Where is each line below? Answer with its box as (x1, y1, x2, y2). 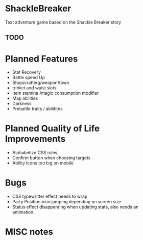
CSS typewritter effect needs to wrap (12, 193, 88, 199)
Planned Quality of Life (5, 123, 100, 134)
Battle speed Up (12, 75, 45, 80)
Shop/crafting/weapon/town (12, 80, 70, 86)
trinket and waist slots (12, 85, 57, 91)
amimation (12, 209, 34, 215)
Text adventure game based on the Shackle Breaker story (5, 19, 121, 25)
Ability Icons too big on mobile (12, 160, 74, 166)
